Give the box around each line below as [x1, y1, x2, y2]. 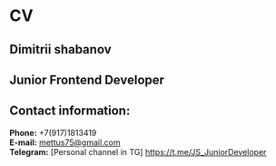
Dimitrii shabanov [9, 42, 112, 57]
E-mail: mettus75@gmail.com [9, 137, 121, 148]
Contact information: [9, 103, 131, 119]
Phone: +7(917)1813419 [9, 127, 97, 138]
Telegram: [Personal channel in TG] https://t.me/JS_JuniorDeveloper [9, 146, 267, 157]
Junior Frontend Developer [9, 72, 165, 87]
